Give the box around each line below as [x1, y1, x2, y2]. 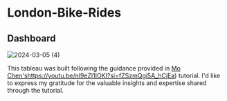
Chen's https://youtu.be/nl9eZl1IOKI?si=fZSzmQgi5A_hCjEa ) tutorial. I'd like [7, 71, 221, 80]
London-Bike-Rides [7, 5, 122, 21]
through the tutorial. [7, 86, 64, 94]
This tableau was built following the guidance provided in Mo [7, 64, 181, 72]
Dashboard [7, 33, 56, 44]
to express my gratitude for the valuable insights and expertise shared [7, 79, 207, 87]
